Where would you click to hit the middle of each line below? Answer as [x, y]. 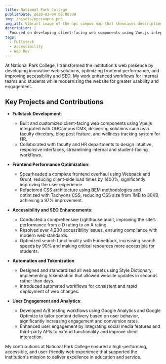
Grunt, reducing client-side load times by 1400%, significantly [83, 179]
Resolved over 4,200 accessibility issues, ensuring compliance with [89, 230]
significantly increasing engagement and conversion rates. [79, 321]
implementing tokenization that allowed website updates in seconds [89, 276]
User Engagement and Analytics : [47, 301]
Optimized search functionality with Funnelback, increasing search [87, 241]
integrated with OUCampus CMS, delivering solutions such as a [84, 129]
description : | [21, 28]
